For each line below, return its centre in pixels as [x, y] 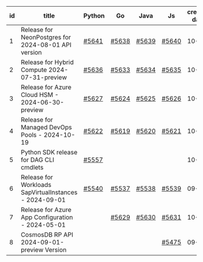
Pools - [31, 135]
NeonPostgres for [46, 37]
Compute [34, 70]
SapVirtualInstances [49, 192]
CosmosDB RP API [47, 234]
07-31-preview [44, 77]
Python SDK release [49, 152]
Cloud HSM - [40, 95]
